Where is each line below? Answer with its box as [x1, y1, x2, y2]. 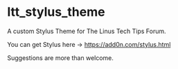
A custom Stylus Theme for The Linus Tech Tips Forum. [7, 27, 166, 35]
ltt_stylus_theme [7, 4, 105, 20]
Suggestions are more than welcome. [7, 53, 114, 62]
